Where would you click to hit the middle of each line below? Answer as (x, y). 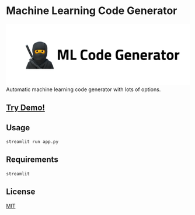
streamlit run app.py (32, 141)
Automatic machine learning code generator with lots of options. (83, 89)
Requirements (32, 160)
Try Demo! (26, 108)
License (21, 192)
